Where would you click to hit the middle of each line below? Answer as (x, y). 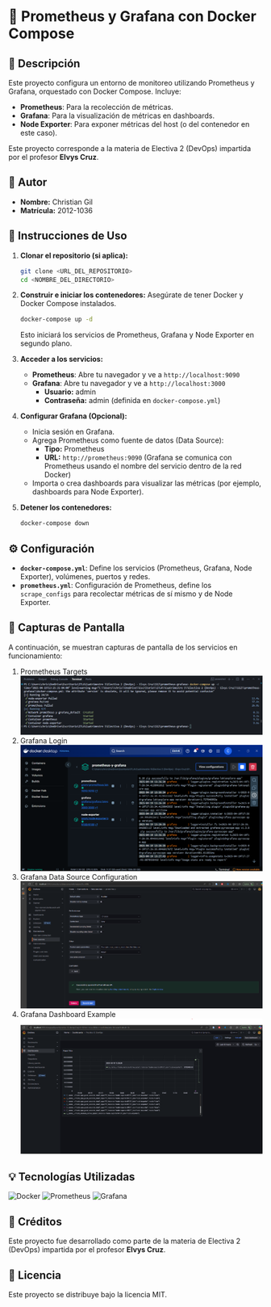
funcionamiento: (35, 656)
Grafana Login (44, 740)
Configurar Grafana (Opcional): (73, 416)
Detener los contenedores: (66, 507)
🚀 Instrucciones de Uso (68, 236)
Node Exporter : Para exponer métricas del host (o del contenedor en (135, 124)
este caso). (39, 133)
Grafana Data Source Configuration (79, 877)
